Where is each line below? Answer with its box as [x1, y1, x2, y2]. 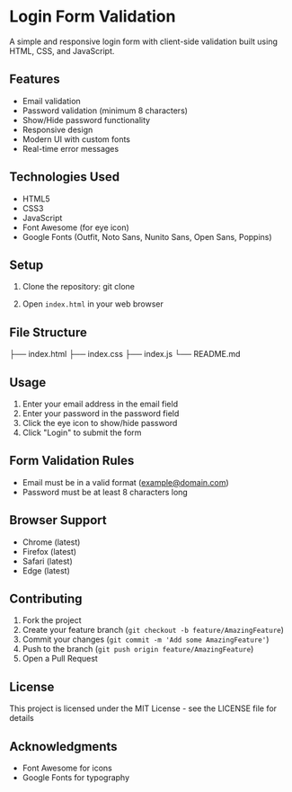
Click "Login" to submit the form [22, 427, 142, 438]
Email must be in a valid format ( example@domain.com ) [22, 476, 229, 487]
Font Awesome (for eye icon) [22, 222, 130, 233]
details [9, 713, 34, 724]
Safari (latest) [22, 556, 74, 566]
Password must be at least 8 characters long [22, 486, 189, 497]
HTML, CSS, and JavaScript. [9, 45, 115, 56]
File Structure [9, 325, 87, 340]
